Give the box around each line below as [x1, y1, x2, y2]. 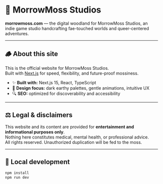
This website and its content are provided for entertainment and [5, 123, 134, 130]
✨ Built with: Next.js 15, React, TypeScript [12, 79, 97, 85]
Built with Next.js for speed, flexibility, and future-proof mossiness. [5, 70, 139, 76]
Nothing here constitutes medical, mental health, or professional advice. [5, 134, 149, 140]
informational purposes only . [5, 129, 65, 135]
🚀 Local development [5, 157, 70, 166]
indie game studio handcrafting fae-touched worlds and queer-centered [5, 25, 149, 31]
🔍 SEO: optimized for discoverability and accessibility [12, 91, 120, 96]
